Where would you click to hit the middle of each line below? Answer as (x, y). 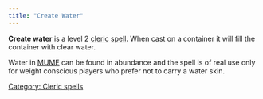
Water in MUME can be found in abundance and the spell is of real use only (132, 62)
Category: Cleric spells (46, 86)
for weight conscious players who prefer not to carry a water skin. (117, 71)
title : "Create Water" (46, 16)
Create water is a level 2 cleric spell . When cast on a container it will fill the (132, 38)
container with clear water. (52, 47)
